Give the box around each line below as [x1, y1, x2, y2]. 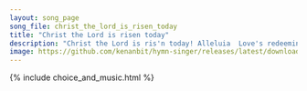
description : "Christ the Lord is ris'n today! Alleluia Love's [9, 38, 263, 48]
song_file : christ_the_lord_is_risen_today [9, 22, 178, 31]
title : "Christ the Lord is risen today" [9, 30, 170, 39]
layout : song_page [9, 13, 79, 23]
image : [9, 47, 35, 56]
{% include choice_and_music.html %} [9, 72, 155, 83]
